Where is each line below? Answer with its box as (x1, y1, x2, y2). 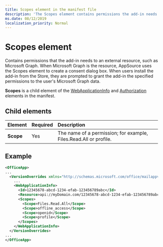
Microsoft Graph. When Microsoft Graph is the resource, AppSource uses (5, 63, 152, 69)
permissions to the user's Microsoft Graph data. (5, 78, 101, 84)
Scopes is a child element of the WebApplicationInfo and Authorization (5, 88, 147, 94)
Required (31, 122, 53, 128)
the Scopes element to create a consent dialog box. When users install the (5, 68, 154, 74)
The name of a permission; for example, (57, 130, 148, 136)
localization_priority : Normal (5, 20, 68, 26)
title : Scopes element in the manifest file (5, 7, 97, 12)
